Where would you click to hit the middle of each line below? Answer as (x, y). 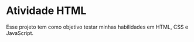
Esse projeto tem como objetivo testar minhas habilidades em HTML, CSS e (97, 27)
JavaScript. (20, 33)
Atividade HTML (46, 11)
